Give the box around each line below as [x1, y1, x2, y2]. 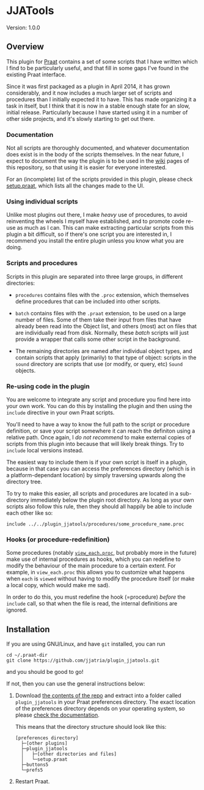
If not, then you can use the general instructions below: [6, 680, 145, 687]
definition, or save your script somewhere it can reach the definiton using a [6, 427, 195, 434]
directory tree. [6, 478, 43, 485]
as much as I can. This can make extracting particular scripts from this [16, 224, 194, 232]
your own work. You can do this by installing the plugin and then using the [6, 402, 192, 409]
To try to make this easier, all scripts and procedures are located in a [6, 489, 179, 497]
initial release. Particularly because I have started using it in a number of [6, 108, 188, 116]
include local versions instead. [6, 447, 84, 454]
